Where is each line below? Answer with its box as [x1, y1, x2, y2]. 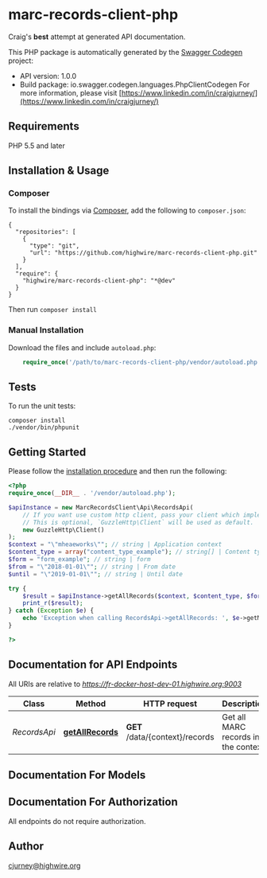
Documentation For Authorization [8, 795, 178, 809]
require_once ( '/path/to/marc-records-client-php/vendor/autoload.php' [22, 358, 261, 366]
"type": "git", [29, 242, 80, 250]
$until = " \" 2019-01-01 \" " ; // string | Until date [8, 570, 183, 578]
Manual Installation [8, 325, 84, 336]
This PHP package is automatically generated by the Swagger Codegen [8, 47, 243, 57]
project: [8, 56, 34, 65]
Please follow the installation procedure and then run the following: [8, 466, 227, 476]
